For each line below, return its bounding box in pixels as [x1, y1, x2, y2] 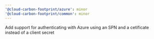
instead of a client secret [5, 29, 55, 35]
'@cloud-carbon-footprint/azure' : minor [5, 7, 88, 12]
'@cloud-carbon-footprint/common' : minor [5, 11, 90, 16]
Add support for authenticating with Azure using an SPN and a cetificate [5, 24, 149, 30]
